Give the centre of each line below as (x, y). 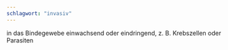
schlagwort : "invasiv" (39, 13)
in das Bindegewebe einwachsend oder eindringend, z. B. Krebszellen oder (114, 33)
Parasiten (20, 40)
